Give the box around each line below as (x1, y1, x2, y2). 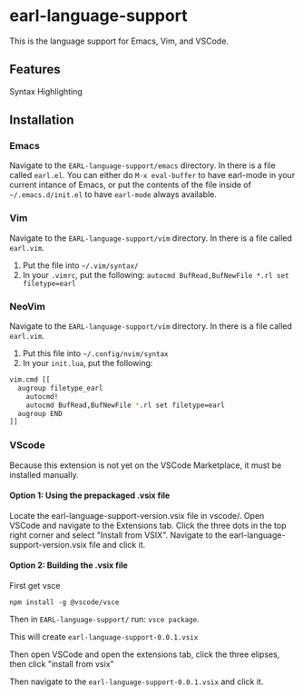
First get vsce (9, 580, 61, 591)
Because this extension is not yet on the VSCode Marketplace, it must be (9, 460, 282, 471)
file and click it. (89, 539, 146, 550)
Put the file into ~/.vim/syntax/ (22, 260, 139, 271)
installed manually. (9, 469, 79, 480)
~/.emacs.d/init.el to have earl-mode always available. (9, 189, 218, 200)
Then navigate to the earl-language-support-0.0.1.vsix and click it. (9, 676, 264, 687)
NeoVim (9, 300, 45, 313)
